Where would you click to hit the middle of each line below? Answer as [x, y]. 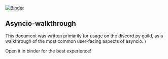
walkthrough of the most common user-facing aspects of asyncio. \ [76, 41]
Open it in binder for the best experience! [48, 51]
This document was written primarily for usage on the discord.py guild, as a [84, 36]
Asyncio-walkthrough [41, 23]
